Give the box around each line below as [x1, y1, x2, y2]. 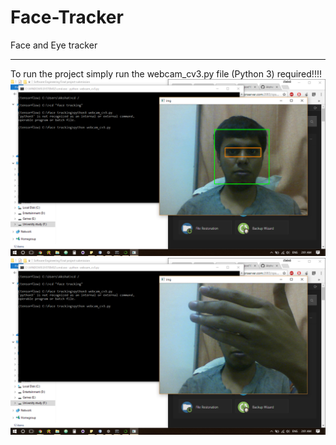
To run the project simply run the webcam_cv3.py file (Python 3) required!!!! [10, 67, 322, 80]
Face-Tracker [10, 6, 124, 29]
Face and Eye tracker [10, 39, 98, 51]
